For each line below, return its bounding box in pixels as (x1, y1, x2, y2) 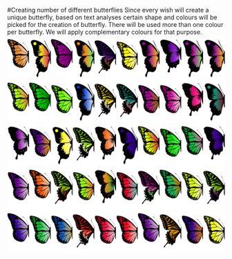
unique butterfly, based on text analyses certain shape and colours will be (7, 13, 217, 21)
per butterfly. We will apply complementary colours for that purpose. (7, 28, 202, 36)
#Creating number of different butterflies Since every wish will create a (7, 6, 209, 14)
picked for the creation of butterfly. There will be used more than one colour (7, 21, 224, 28)
